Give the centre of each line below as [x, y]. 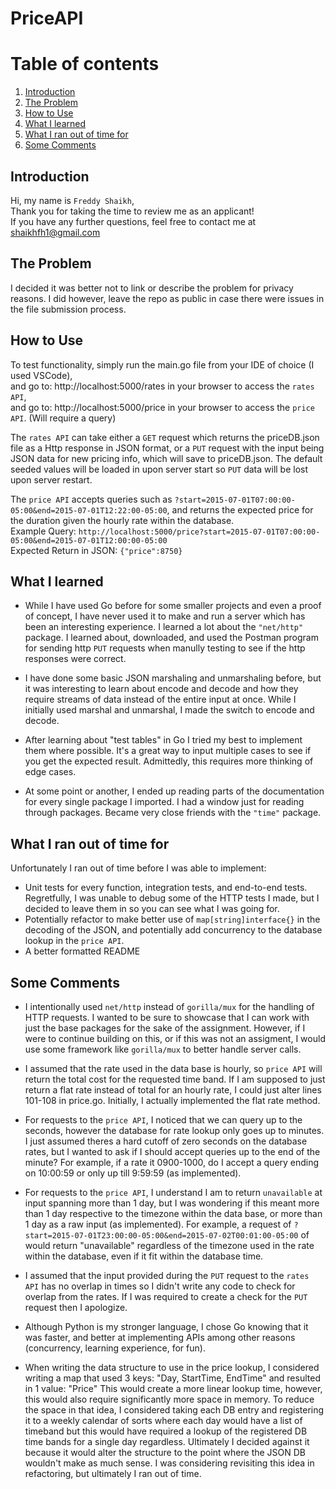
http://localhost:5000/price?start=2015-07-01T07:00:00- [199, 532]
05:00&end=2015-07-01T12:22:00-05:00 [89, 510]
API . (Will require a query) [63, 418]
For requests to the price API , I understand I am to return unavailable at [173, 1192]
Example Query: [43, 531]
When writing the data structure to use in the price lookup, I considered [172, 1367]
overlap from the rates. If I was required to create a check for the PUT [166, 1296]
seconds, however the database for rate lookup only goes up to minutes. [174, 1130]
